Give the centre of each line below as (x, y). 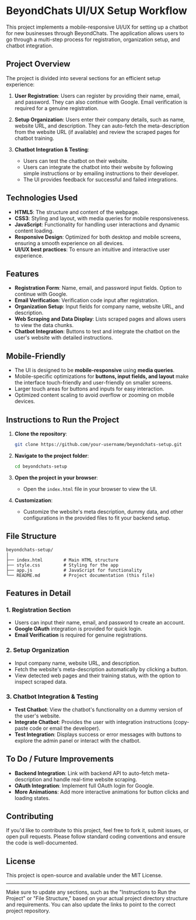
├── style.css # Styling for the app (62, 565)
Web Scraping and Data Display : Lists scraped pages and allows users (100, 319)
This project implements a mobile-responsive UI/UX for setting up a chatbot (97, 27)
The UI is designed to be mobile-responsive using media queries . (94, 370)
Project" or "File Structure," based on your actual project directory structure (97, 898)
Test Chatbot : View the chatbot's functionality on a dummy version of (98, 709)
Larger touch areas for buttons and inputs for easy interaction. (89, 389)
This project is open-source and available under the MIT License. (84, 876)
